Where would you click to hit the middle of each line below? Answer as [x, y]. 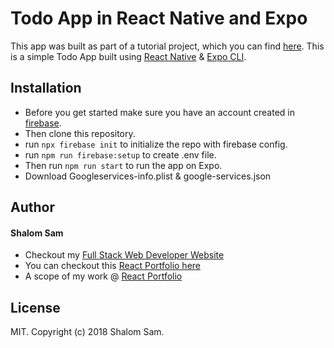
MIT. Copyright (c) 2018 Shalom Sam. [87, 332]
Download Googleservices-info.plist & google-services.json [148, 176]
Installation [46, 88]
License [35, 307]
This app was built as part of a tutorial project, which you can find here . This [167, 46]
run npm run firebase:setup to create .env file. [120, 154]
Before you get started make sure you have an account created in [159, 112]
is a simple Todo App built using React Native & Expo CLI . [128, 56]
